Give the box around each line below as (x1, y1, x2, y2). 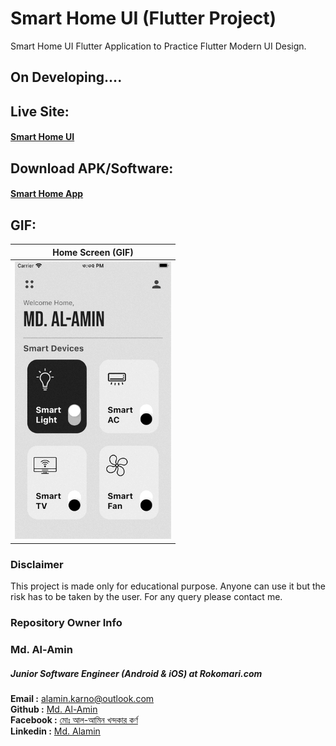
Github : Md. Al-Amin (10, 703, 98, 715)
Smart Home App (10, 188, 84, 200)
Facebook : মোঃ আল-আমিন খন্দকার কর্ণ (10, 713, 138, 726)
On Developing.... (10, 69, 123, 86)
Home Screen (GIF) (52, 246, 134, 258)
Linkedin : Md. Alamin (10, 725, 101, 737)
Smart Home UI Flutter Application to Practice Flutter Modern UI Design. (10, 40, 307, 52)
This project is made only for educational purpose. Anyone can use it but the (10, 580, 326, 592)
